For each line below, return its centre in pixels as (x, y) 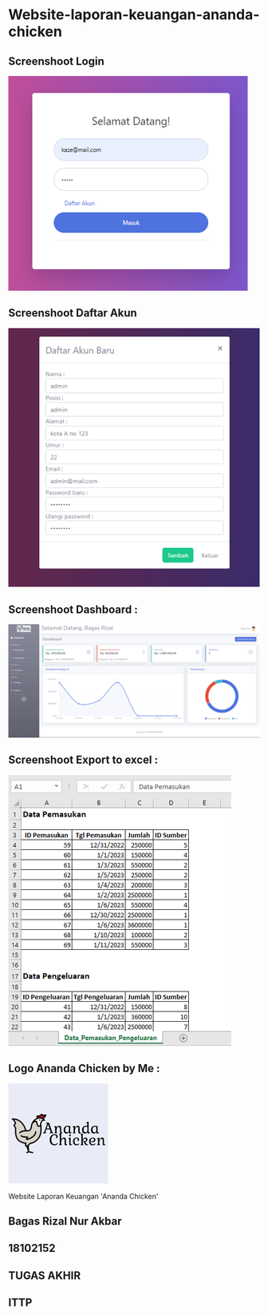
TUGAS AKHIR (45, 1275)
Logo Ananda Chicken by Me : (84, 1069)
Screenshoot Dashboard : (73, 609)
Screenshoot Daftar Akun (73, 313)
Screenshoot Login (57, 61)
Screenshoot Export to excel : (83, 760)
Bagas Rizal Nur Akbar (65, 1221)
